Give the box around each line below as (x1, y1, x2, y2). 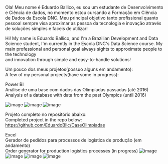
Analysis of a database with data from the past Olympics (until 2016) (5, 92, 146, 98)
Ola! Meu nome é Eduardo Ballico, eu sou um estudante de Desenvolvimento (5, 5, 164, 10)
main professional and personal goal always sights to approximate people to (5, 46, 162, 52)
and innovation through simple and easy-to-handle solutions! (5, 57, 131, 62)
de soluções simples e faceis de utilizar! (5, 26, 88, 32)
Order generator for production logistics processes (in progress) (5, 148, 138, 153)
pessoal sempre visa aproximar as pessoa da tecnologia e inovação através (5, 20, 161, 26)
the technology (5, 51, 37, 57)
